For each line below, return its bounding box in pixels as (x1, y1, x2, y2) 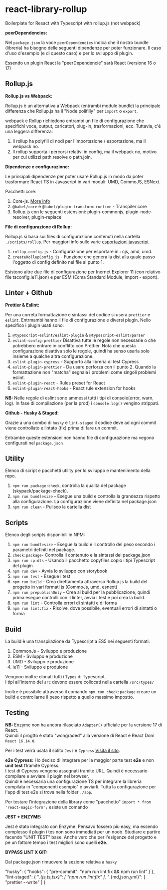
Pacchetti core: (5, 188, 36, 194)
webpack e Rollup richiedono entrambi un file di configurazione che (5, 118, 145, 124)
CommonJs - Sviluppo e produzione (12, 648, 87, 654)
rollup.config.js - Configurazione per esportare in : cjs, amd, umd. (12, 248, 153, 254)
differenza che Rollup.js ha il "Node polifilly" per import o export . (5, 108, 138, 114)
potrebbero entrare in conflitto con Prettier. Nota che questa (12, 342, 136, 348)
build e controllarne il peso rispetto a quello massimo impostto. (5, 694, 135, 700)
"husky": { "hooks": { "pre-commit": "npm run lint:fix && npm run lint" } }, (5, 868, 155, 874)
